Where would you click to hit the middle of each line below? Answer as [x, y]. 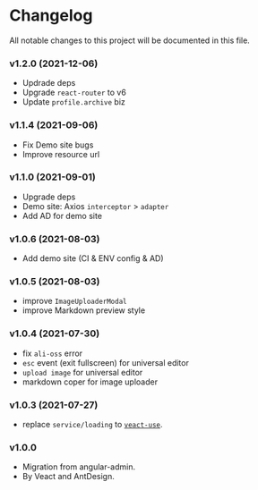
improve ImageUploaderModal [74, 301]
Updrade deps [49, 83]
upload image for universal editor [82, 372]
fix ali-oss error [52, 353]
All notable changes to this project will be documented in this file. [130, 40]
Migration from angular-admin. [79, 467]
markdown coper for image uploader [90, 382]
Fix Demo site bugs [58, 145]
